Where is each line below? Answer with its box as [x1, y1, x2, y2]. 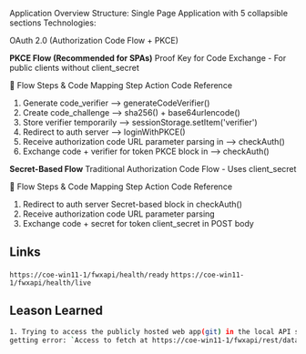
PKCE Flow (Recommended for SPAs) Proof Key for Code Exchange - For [9, 53, 287, 63]
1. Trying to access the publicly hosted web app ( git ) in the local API [9, 327, 291, 336]
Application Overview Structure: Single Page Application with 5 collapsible [9, 8, 289, 18]
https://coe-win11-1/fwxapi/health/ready [9, 270, 169, 279]
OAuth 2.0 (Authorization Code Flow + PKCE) [9, 35, 179, 46]
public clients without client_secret [9, 63, 139, 73]
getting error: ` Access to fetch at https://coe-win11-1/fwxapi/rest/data [9, 336, 300, 345]
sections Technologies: [9, 17, 97, 28]
